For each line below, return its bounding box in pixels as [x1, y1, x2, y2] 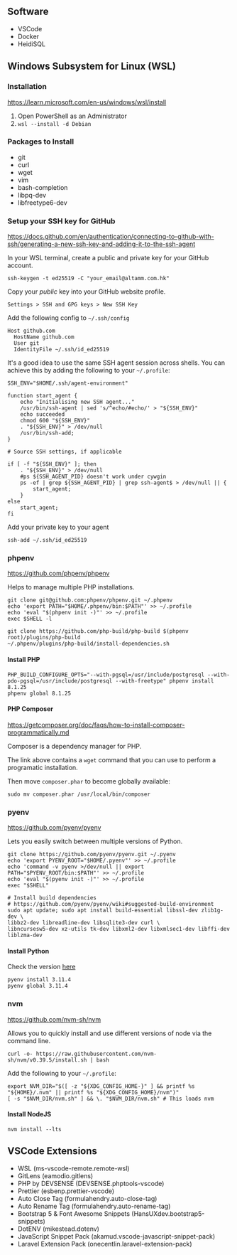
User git [13, 340, 40, 347]
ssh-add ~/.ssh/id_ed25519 [7, 537, 87, 544]
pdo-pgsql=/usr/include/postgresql [7, 677, 113, 685]
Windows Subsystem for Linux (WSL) [7, 60, 176, 73]
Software [7, 6, 49, 18]
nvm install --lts [7, 1126, 62, 1133]
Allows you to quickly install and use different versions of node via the [7, 1029, 212, 1037]
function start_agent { [7, 392, 78, 400]
